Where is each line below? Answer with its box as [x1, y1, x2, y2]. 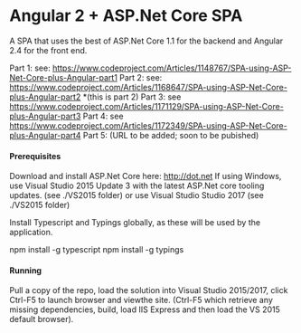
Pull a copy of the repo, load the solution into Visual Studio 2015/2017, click [9, 285, 288, 296]
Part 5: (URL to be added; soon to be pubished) [82, 129, 259, 140]
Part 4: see [82, 110, 124, 121]
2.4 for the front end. [9, 44, 88, 55]
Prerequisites [9, 150, 61, 161]
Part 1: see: [9, 62, 52, 73]
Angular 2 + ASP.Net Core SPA [9, 5, 243, 26]
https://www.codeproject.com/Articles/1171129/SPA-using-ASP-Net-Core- [9, 100, 285, 111]
